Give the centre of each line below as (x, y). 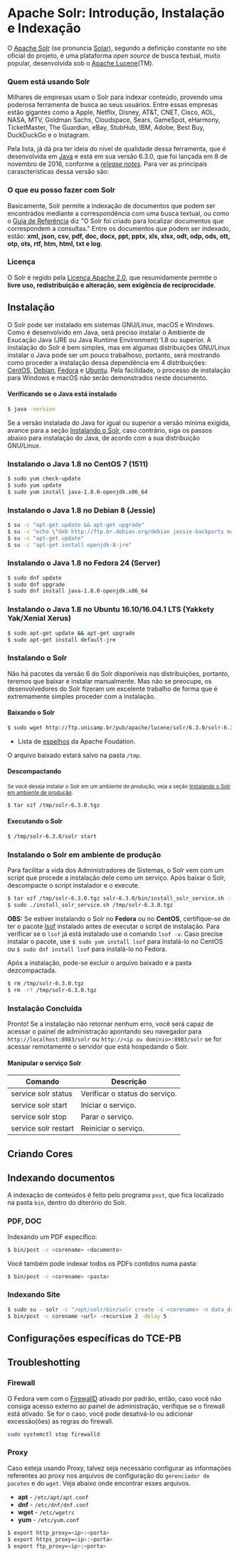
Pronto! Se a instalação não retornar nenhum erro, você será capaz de (110, 1024)
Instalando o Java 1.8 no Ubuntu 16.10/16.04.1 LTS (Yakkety (111, 610)
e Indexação (44, 28)
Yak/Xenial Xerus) (39, 618)
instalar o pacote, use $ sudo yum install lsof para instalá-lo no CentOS (115, 941)
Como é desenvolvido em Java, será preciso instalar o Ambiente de (106, 332)
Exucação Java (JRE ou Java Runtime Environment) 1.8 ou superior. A (110, 339)
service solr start (39, 1105)
